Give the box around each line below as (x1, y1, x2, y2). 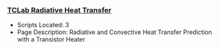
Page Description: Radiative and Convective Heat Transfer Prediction (16, 28, 212, 36)
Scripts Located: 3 (16, 21, 70, 29)
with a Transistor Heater (16, 35, 86, 44)
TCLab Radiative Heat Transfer (7, 5, 112, 15)
